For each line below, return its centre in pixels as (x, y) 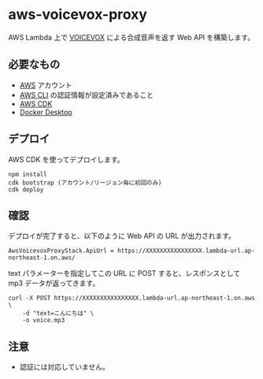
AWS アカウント (46, 85)
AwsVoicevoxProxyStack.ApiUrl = (61, 251)
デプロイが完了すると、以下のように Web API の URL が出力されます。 (122, 236)
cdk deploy (26, 189)
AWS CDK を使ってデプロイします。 (66, 159)
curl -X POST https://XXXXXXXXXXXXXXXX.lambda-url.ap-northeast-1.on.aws (132, 298)
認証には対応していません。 (64, 367)
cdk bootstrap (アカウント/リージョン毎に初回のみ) (85, 183)
